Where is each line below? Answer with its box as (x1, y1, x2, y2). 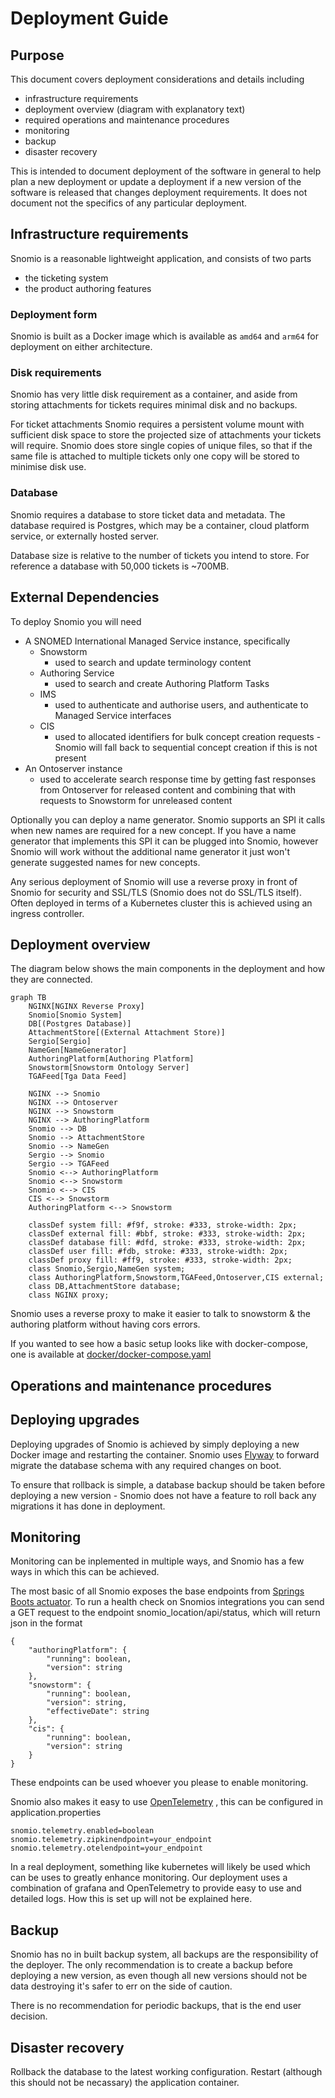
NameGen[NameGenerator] (28, 1045, 128, 1056)
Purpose (10, 47, 65, 64)
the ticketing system (24, 272, 109, 284)
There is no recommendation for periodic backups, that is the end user (10, 2000, 302, 2012)
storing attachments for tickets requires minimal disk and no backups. (10, 399, 298, 411)
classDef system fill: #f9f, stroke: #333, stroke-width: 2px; (28, 1220, 298, 1231)
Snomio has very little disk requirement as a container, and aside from (10, 388, 298, 401)
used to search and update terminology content (54, 656, 252, 668)
